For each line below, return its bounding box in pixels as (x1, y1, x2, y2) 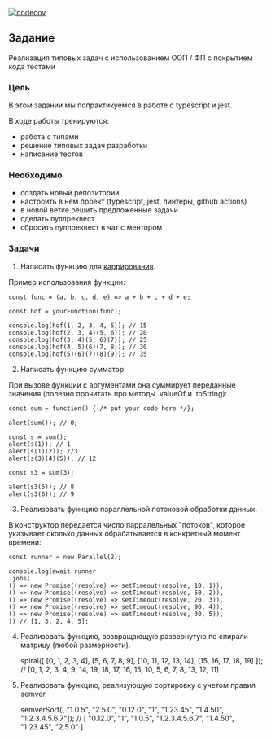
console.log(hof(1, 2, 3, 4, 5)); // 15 (8, 322, 148, 330)
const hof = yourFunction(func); (8, 307, 122, 315)
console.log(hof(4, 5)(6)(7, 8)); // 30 (8, 343, 148, 351)
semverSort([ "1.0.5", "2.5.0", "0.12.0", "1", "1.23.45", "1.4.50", (20, 704, 225, 714)
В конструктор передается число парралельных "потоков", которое (8, 519, 246, 529)
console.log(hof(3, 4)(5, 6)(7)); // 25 (8, 335, 148, 344)
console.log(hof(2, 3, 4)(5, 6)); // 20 (8, 328, 148, 337)
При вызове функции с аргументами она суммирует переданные (8, 379, 236, 390)
